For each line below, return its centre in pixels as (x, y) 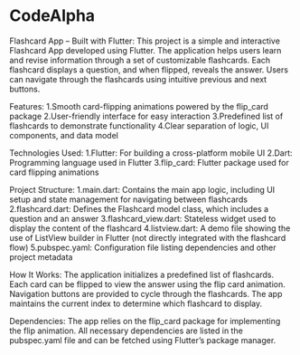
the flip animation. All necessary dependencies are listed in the (127, 331)
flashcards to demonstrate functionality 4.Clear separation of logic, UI (139, 125)
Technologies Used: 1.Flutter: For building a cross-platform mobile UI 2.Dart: (151, 153)
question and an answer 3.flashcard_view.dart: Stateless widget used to (143, 218)
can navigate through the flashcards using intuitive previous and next (138, 79)
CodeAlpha (52, 16)
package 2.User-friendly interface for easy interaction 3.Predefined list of (146, 116)
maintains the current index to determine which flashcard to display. (136, 303)
